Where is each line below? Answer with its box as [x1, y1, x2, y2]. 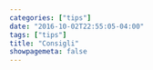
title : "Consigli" [9, 38, 79, 48]
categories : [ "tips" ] [9, 13, 92, 23]
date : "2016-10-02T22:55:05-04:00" [9, 22, 145, 31]
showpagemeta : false [9, 47, 88, 56]
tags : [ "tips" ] [9, 30, 67, 39]
